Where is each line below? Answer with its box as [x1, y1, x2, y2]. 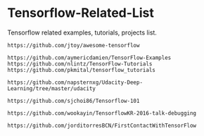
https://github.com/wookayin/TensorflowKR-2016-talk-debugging [7, 109, 197, 117]
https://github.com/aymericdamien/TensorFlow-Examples [7, 54, 172, 61]
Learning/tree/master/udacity [7, 85, 96, 92]
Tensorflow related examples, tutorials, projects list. [7, 28, 157, 37]
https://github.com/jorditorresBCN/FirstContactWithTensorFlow [7, 122, 197, 129]
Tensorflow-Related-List [7, 5, 155, 21]
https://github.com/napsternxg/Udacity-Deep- [7, 79, 143, 86]
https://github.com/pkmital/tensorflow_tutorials [7, 66, 156, 73]
